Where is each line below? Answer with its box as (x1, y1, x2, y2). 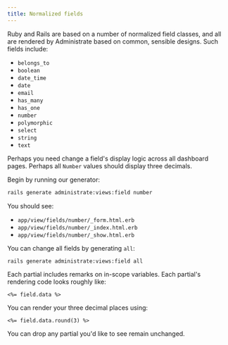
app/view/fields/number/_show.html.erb (17, 232, 135, 239)
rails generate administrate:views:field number (7, 189, 153, 196)
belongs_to (17, 59, 50, 67)
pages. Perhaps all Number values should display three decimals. (7, 161, 192, 170)
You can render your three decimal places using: (7, 303, 148, 312)
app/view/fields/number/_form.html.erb (17, 216, 135, 224)
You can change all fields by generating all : (7, 244, 135, 252)
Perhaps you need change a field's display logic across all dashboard (7, 154, 209, 163)
